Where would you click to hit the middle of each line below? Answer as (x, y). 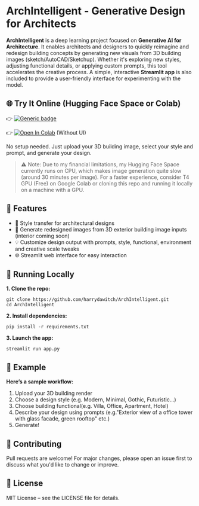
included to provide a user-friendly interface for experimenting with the (94, 78)
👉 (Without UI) (46, 132)
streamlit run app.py (33, 349)
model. (15, 84)
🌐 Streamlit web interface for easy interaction (71, 255)
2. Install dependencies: (37, 316)
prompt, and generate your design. (49, 153)
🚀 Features (27, 208)
